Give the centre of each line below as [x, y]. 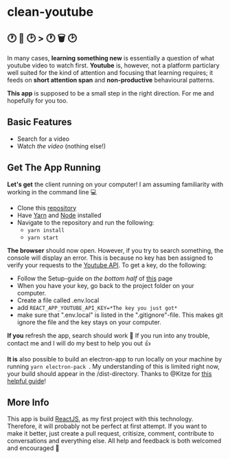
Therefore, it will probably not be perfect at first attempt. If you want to [107, 426]
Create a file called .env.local [58, 300]
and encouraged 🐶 [33, 448]
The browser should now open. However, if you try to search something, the [115, 250]
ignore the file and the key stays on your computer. [89, 322]
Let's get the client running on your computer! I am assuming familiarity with [115, 184]
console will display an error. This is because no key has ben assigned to [110, 258]
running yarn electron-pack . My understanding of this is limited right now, [113, 366]
